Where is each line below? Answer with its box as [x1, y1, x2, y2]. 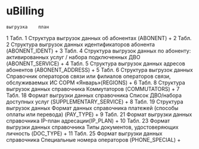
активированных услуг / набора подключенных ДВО [6, 53, 141, 60]
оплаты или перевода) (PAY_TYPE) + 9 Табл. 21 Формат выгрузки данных [6, 111, 192, 118]
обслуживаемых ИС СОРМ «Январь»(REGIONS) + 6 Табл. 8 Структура [6, 79, 186, 86]
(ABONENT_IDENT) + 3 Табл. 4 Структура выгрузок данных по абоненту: [6, 47, 191, 54]
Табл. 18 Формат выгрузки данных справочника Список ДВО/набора [6, 92, 182, 99]
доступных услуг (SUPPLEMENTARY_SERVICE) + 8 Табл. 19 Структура [6, 98, 184, 105]
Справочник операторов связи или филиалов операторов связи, [6, 72, 171, 80]
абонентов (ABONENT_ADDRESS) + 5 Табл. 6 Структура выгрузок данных [6, 66, 194, 73]
